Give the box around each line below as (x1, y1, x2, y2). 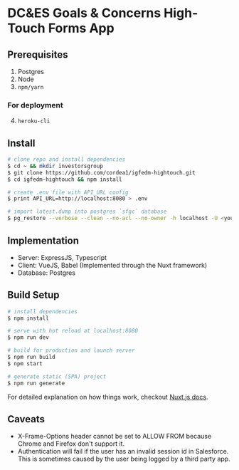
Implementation (7, 234, 80, 246)
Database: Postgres (17, 268, 76, 277)
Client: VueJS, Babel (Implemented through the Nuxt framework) (17, 261, 208, 269)
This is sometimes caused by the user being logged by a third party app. (17, 454, 230, 464)
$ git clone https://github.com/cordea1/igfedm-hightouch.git (7, 169, 196, 176)
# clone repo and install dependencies (7, 156, 126, 163)
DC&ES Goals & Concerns (7, 5, 161, 21)
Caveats (7, 413, 45, 425)
